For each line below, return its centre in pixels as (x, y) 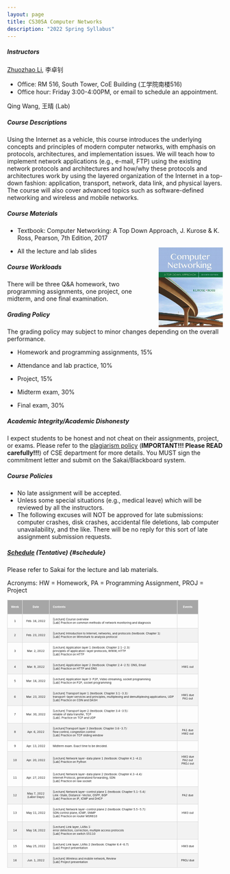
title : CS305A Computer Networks (55, 22)
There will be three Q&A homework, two (63, 284)
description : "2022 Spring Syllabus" (61, 29)
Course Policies (30, 475)
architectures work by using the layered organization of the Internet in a (108, 176)
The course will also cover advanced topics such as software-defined (105, 190)
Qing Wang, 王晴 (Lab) (39, 106)
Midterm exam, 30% (46, 392)
